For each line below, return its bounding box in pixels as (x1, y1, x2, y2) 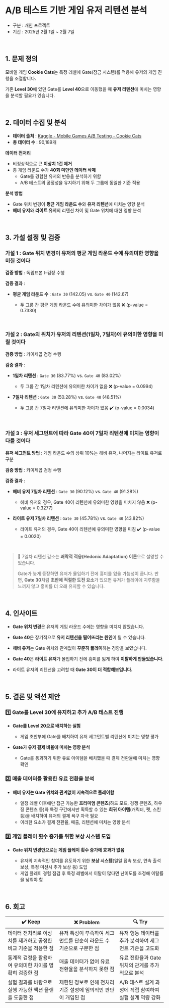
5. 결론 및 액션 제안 (5, 693, 60, 701)
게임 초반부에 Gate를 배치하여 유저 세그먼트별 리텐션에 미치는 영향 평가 (20, 734, 159, 740)
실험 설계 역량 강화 (119, 994, 161, 1001)
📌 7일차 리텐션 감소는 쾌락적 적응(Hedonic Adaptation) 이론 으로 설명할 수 (17, 553, 164, 559)
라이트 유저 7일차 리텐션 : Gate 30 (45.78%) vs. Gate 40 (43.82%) (12, 515, 144, 521)
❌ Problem (73, 919, 100, 926)
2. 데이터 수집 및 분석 (5, 118, 67, 127)
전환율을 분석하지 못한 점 (59, 966, 115, 973)
